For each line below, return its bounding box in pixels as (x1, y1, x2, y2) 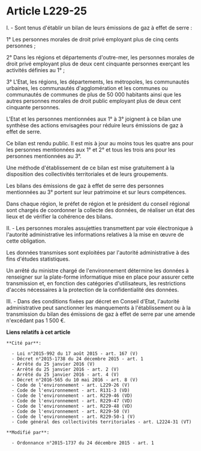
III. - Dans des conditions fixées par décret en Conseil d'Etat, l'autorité (6, 297, 180, 304)
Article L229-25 (6, 4, 87, 18)
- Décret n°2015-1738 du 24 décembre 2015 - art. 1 (11, 356, 144, 362)
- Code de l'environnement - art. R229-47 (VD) (11, 398, 133, 404)
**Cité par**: (6, 340, 42, 346)
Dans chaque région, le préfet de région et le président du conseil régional (6, 200, 190, 207)
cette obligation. (6, 237, 47, 244)
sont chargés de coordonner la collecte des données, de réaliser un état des (6, 206, 195, 214)
